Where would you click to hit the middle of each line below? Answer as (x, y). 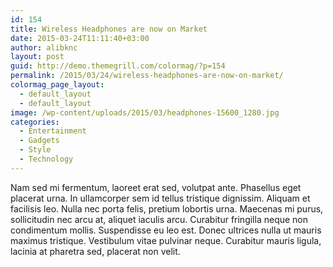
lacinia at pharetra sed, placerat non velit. (95, 251)
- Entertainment (53, 131)
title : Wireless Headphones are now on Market (109, 29)
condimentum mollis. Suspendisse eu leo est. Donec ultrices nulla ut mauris (166, 230)
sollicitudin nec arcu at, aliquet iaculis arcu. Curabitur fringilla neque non (159, 219)
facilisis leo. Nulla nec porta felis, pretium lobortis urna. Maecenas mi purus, (167, 208)
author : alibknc (44, 47)
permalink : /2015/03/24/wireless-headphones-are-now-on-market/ (147, 76)
